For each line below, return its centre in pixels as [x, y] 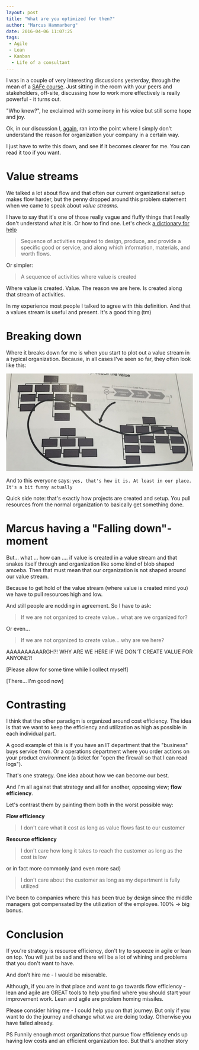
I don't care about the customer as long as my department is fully [100, 880]
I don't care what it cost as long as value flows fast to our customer [103, 828]
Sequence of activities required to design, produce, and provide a [101, 241]
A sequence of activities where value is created [78, 276]
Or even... [18, 628]
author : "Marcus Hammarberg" [42, 25]
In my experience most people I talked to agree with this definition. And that [98, 306]
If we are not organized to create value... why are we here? [92, 640]
